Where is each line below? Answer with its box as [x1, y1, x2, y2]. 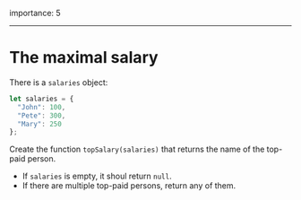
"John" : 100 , [17, 102, 66, 111]
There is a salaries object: [9, 76, 108, 88]
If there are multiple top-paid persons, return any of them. [21, 180, 236, 191]
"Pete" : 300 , [17, 111, 66, 120]
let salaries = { [9, 94, 74, 103]
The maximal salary [9, 48, 159, 68]
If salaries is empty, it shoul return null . [21, 170, 172, 182]
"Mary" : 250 [17, 119, 63, 128]
